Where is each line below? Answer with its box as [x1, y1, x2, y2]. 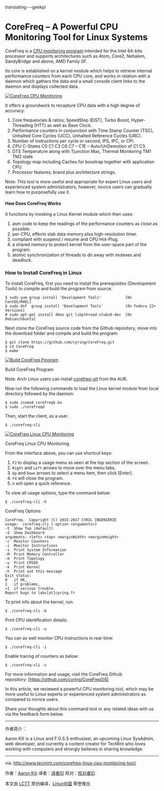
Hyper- [131, 117, 145, 123]
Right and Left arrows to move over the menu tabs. [12, 465, 116, 471]
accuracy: [5, 107, 25, 113]
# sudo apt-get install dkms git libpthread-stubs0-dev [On [5, 312, 132, 318]
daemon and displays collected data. [5, 83, 79, 89]
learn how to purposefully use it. [5, 189, 70, 195]
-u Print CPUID [5, 561, 38, 566]
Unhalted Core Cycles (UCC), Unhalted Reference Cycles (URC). [12, 132, 143, 139]
